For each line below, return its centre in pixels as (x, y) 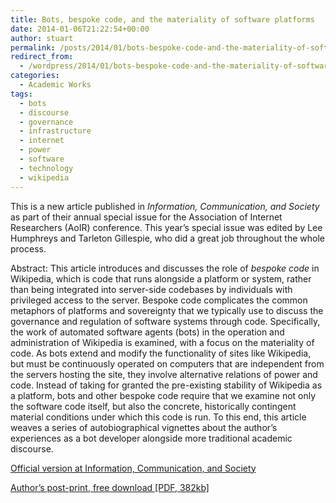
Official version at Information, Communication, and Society (133, 468)
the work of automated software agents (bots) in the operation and (147, 332)
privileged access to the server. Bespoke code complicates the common (159, 300)
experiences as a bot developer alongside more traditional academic (151, 438)
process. (28, 248)
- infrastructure (55, 131)
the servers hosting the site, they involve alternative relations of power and (164, 374)
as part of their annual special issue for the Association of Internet (146, 217)
